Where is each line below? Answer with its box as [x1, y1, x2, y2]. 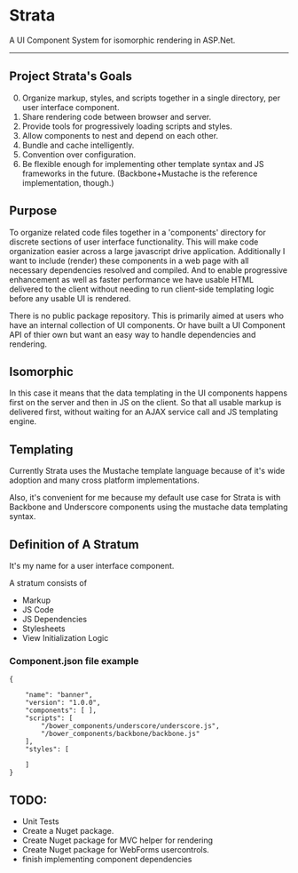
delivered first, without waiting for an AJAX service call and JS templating [9, 406, 278, 418]
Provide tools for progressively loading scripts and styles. [21, 121, 233, 132]
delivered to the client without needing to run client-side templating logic [9, 284, 275, 294]
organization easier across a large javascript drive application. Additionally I [9, 245, 286, 256]
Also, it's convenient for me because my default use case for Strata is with [9, 493, 281, 503]
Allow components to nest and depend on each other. [21, 130, 219, 140]
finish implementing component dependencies [21, 854, 192, 865]
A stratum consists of [9, 578, 87, 588]
